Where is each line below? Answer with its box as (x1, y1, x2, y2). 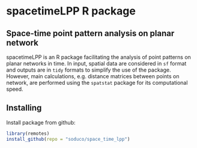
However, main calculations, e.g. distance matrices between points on (6, 73, 180, 79)
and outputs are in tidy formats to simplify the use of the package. (6, 66, 171, 73)
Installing (6, 103, 42, 113)
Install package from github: (6, 119, 76, 126)
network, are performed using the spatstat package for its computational (6, 79, 188, 86)
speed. (6, 85, 23, 93)
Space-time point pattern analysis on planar (6, 28, 175, 39)
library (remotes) (6, 131, 50, 137)
